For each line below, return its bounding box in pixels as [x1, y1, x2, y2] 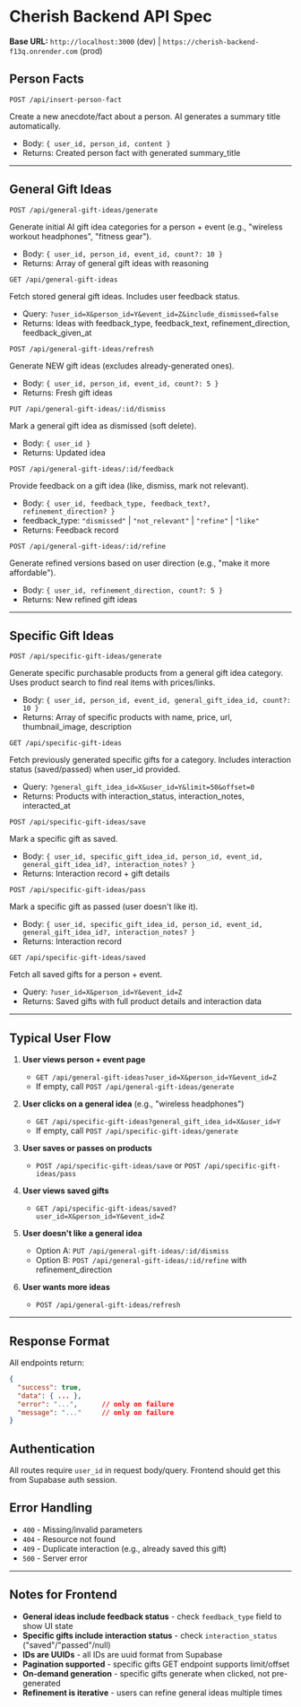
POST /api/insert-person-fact [9, 95, 123, 104]
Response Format [9, 1333, 110, 1348]
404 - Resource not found [21, 1533, 116, 1544]
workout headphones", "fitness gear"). [9, 230, 152, 241]
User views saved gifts [21, 1185, 109, 1196]
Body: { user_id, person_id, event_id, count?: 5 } [21, 377, 219, 388]
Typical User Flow [9, 1030, 112, 1045]
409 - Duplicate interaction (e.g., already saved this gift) [21, 1543, 227, 1554]
